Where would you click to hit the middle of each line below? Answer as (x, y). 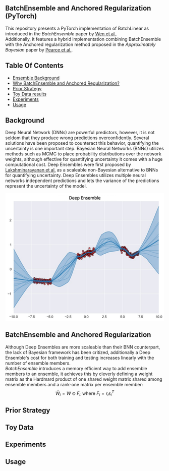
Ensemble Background (36, 78)
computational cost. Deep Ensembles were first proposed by (68, 165)
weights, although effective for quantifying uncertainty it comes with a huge (84, 159)
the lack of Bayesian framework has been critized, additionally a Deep (78, 352)
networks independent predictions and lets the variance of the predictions (82, 181)
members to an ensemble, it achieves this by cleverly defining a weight (79, 374)
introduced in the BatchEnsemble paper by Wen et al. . (61, 34)
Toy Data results (30, 94)
